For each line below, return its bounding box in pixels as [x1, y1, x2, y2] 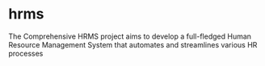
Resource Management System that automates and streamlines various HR [8, 39, 258, 49]
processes [8, 48, 44, 58]
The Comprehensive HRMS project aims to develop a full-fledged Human [8, 31, 252, 41]
